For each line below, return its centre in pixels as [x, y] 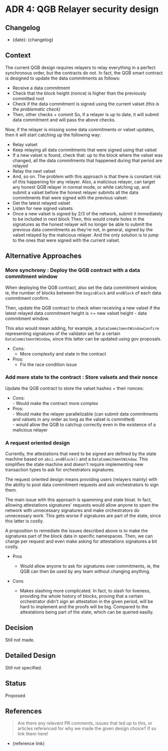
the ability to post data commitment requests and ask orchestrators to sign [82, 485]
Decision [19, 628]
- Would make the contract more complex [55, 403]
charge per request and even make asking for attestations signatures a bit [81, 541]
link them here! [33, 734]
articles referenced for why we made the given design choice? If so [87, 728]
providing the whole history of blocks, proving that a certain [81, 596]
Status [16, 684]
